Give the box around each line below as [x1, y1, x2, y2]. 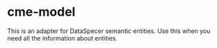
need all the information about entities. [7, 34, 118, 42]
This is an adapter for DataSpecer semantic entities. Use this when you [7, 27, 211, 35]
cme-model [7, 4, 76, 20]
